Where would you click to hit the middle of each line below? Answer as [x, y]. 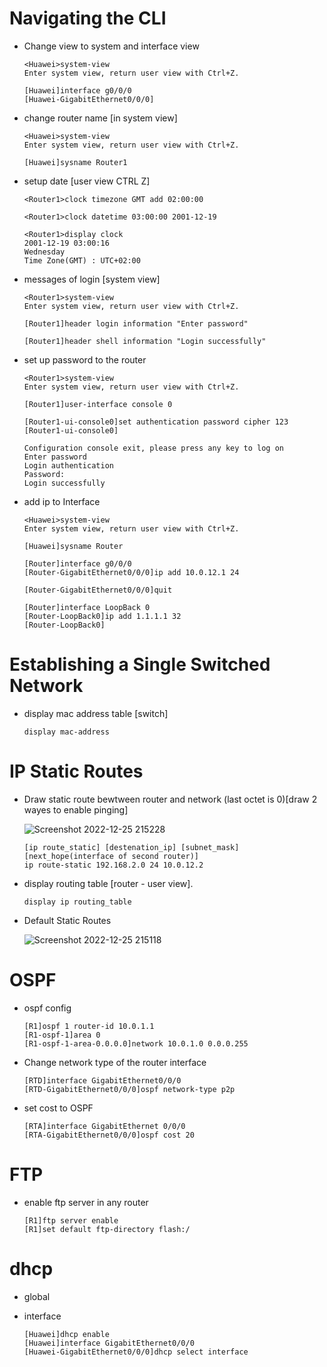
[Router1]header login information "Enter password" [136, 323]
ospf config [47, 1008]
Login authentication [68, 465]
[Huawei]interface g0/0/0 [77, 90]
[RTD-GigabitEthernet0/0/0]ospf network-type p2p [129, 1089]
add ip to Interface [62, 501]
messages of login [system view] [92, 279]
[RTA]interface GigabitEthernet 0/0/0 [104, 1126]
